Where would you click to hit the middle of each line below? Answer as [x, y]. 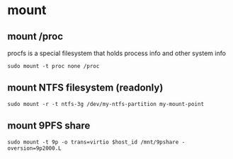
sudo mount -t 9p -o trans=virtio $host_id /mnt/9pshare [93, 142]
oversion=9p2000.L [34, 148]
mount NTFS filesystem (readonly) [85, 88]
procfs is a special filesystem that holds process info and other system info [117, 53]
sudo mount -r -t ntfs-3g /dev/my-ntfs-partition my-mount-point [106, 104]
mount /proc [35, 36]
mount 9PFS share [49, 126]
